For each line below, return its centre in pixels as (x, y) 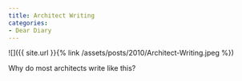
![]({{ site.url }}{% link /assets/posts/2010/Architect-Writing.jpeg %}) (121, 53)
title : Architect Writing (51, 15)
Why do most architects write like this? (72, 68)
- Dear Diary (30, 30)
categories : (28, 23)
